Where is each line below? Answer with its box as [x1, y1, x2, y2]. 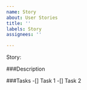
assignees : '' [6, 32, 42, 38]
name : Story [6, 9, 36, 15]
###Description [6, 65, 45, 73]
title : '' [6, 20, 31, 26]
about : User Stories [6, 15, 59, 21]
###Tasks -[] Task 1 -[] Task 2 [6, 77, 82, 85]
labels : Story [6, 26, 42, 32]
